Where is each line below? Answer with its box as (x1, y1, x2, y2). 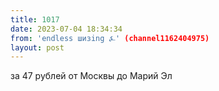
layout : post (10, 42, 65, 53)
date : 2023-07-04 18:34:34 (10, 24, 123, 34)
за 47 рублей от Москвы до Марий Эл (10, 70, 173, 82)
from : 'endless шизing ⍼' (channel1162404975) (10, 33, 210, 43)
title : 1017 (10, 14, 60, 25)
